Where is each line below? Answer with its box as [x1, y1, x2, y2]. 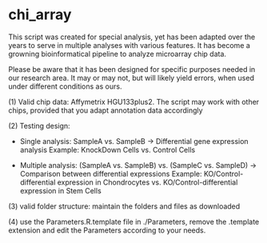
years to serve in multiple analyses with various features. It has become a [8, 40, 250, 50]
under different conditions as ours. [8, 82, 122, 91]
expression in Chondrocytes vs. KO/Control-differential [57, 177, 238, 187]
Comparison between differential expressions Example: [19, 169, 202, 178]
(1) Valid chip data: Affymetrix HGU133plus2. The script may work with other [8, 97, 260, 106]
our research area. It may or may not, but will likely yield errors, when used [8, 73, 254, 82]
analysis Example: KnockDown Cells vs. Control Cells [19, 145, 196, 154]
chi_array [8, 6, 72, 24]
